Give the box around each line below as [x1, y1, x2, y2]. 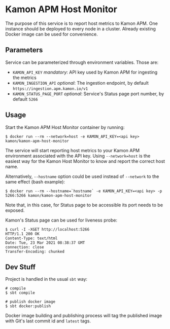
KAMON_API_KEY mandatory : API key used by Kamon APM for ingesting [12, 69, 158, 75]
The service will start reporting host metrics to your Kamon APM [5, 147, 140, 153]
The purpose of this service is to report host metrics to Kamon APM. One [5, 20, 158, 26]
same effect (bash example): [5, 178, 65, 185]
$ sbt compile [5, 290, 36, 296]
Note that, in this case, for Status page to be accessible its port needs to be [5, 202, 163, 208]
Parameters [5, 46, 43, 54]
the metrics [12, 75, 37, 81]
